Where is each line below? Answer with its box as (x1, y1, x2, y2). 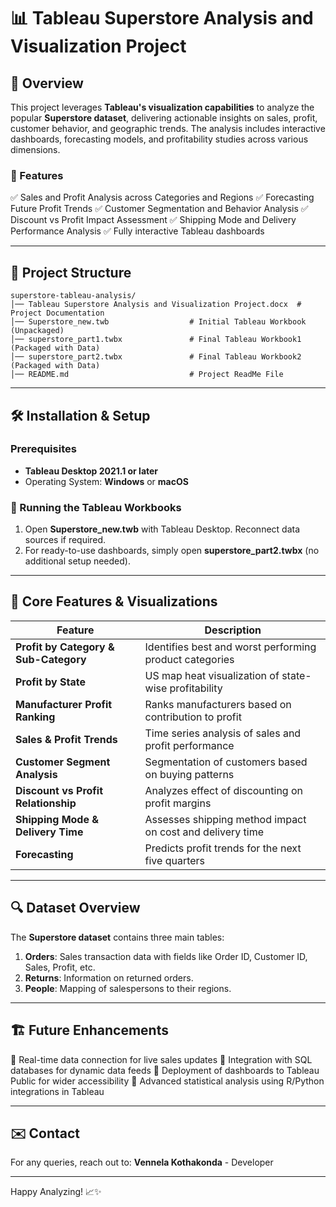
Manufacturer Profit (15, 697, 113, 711)
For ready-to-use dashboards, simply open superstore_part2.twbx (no (24, 545, 320, 557)
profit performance (144, 738, 235, 752)
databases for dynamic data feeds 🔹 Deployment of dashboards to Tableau (10, 1064, 320, 1076)
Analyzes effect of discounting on (144, 783, 303, 797)
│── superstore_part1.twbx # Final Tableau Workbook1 (10, 335, 302, 345)
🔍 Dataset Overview (10, 900, 141, 917)
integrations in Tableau (10, 1085, 105, 1097)
